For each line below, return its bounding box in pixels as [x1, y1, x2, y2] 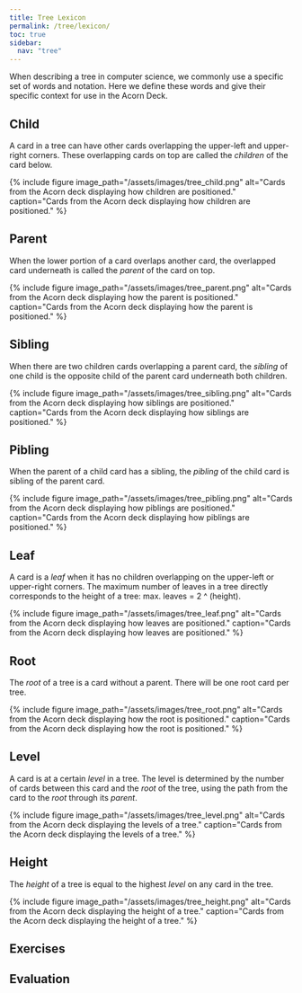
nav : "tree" [17, 47, 63, 56]
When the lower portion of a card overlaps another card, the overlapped [9, 255, 276, 266]
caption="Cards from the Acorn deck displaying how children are [9, 195, 251, 207]
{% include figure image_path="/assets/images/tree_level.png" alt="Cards [9, 810, 286, 820]
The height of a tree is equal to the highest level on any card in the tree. [9, 878, 274, 890]
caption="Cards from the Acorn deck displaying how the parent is [9, 301, 253, 312]
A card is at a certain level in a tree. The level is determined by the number [9, 773, 285, 784]
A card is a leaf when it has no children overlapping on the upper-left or [9, 572, 274, 582]
